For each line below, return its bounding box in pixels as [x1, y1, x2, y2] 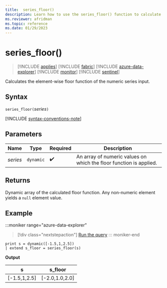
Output [5, 254, 20, 261]
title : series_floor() [5, 7, 55, 12]
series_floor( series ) [5, 106, 49, 112]
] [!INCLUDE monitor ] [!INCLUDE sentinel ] [34, 69, 120, 75]
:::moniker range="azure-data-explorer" [5, 222, 87, 228]
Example [5, 209, 33, 217]
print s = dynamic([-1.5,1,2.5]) [5, 241, 75, 246]
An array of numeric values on [76, 153, 147, 160]
